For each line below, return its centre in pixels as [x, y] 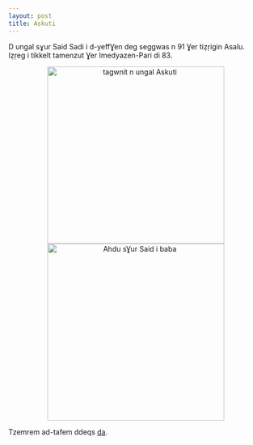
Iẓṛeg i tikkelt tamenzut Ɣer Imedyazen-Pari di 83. [91, 55]
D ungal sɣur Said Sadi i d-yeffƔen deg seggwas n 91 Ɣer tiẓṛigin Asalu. [126, 46]
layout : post [30, 16]
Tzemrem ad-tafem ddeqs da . [58, 432]
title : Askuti [32, 23]
